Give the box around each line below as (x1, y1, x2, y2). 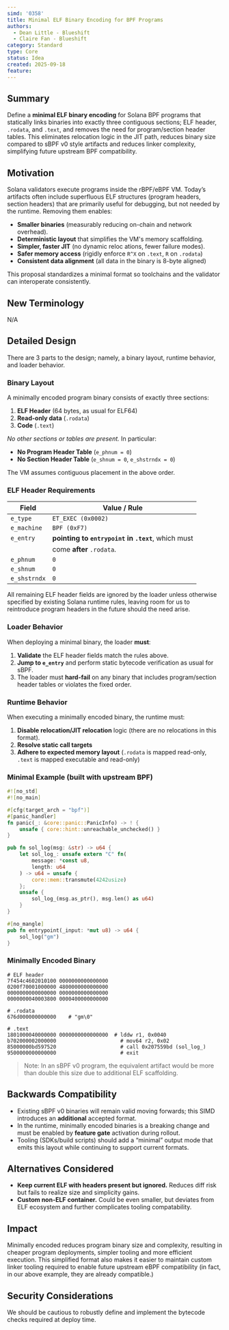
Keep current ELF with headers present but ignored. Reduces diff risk (16, 1181, 217, 1190)
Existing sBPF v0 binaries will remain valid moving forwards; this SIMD (16, 1107, 215, 1115)
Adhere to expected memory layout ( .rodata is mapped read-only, (16, 748, 207, 756)
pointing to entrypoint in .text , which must (52, 534, 193, 543)
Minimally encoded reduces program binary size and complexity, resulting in (7, 1241, 222, 1249)
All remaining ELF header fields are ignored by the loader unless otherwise (7, 591, 217, 599)
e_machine (10, 524, 42, 532)
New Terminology (7, 297, 84, 309)
